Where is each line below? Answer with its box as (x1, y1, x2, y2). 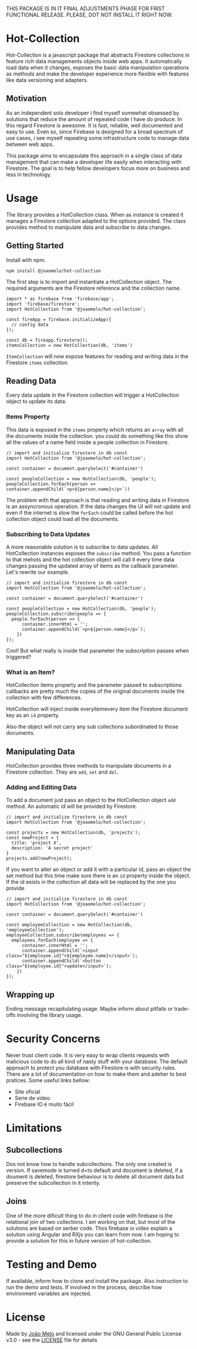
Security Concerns (6, 1032, 101, 1046)
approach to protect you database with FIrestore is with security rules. (6, 1065, 176, 1072)
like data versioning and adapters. (6, 76, 88, 83)
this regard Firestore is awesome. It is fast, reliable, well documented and (6, 122, 183, 129)
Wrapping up (6, 990, 55, 1000)
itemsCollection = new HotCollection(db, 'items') (6, 342, 133, 348)
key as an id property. (6, 712, 60, 719)
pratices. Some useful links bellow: (6, 1077, 91, 1084)
